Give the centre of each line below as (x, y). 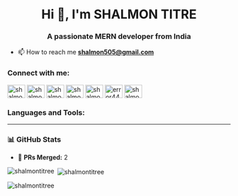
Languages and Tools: (46, 112)
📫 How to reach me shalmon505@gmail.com (86, 52)
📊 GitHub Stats (34, 139)
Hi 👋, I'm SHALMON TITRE (119, 14)
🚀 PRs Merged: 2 (43, 157)
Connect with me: (39, 73)
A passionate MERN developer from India (119, 37)
